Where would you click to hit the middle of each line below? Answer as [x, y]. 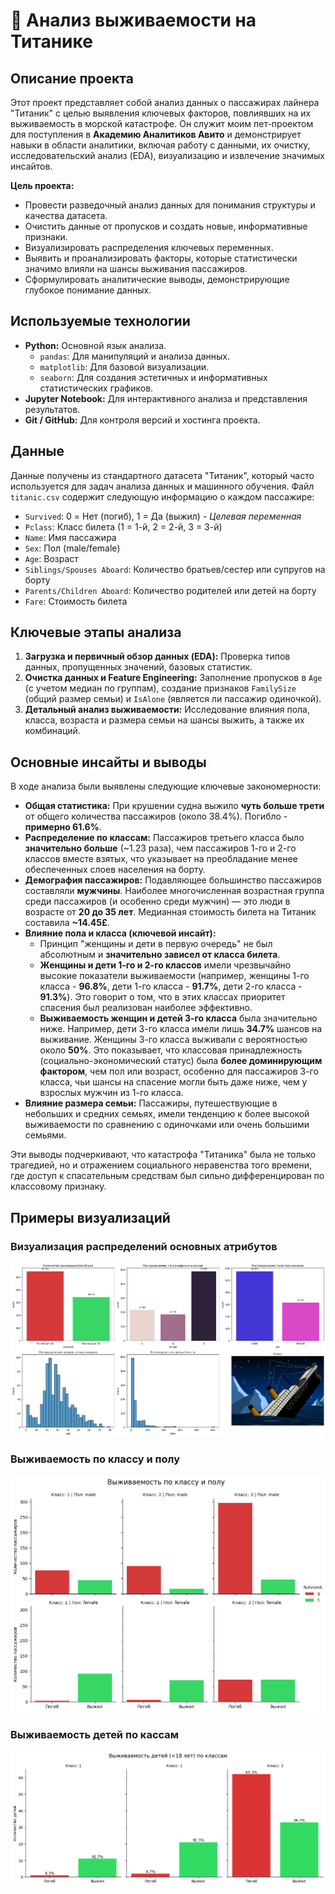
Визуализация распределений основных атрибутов [144, 1246]
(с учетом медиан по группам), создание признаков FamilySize [160, 688]
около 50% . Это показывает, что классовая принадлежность [171, 1050]
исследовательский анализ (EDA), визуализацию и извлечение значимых [167, 155]
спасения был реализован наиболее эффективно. [146, 1008]
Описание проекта [72, 78]
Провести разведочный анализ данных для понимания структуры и [170, 205]
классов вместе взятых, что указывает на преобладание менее [161, 859]
